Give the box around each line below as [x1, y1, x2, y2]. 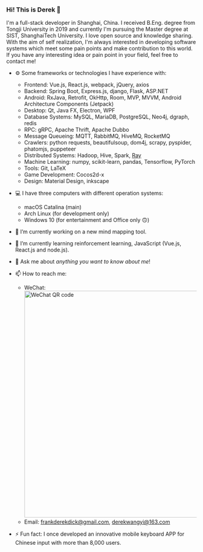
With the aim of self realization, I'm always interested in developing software [6, 39, 196, 46]
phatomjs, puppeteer [24, 145, 77, 153]
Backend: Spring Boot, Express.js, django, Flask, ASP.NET [24, 88, 169, 95]
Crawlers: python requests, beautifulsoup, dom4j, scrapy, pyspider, [24, 139, 192, 146]
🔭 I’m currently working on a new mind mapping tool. [14, 228, 147, 235]
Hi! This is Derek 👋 [6, 5, 61, 14]
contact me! [6, 57, 36, 65]
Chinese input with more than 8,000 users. [14, 539, 121, 547]
